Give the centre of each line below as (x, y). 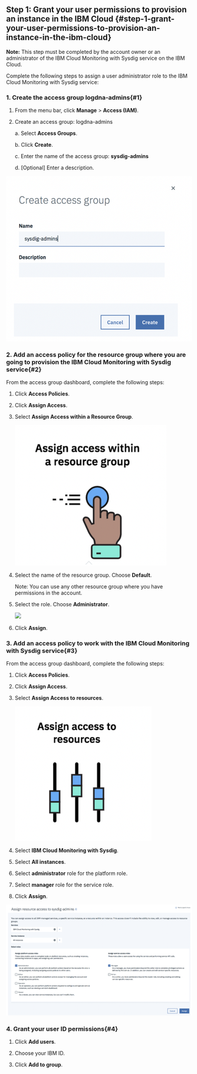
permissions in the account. (48, 593)
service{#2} (24, 369)
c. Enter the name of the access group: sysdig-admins (81, 156)
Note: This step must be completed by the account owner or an (83, 52)
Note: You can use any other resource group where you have (89, 587)
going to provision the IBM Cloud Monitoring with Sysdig (89, 362)
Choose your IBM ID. (40, 1053)
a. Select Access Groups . (46, 133)
